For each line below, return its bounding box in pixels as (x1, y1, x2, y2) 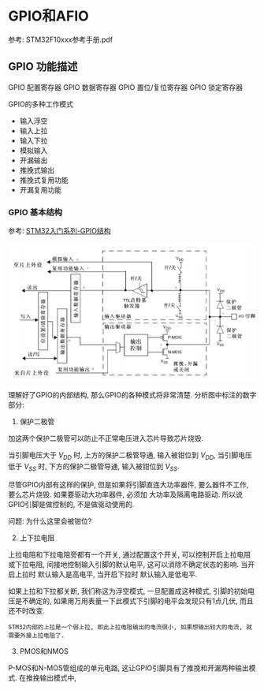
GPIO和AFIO (8, 7, 89, 25)
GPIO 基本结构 (8, 207, 63, 218)
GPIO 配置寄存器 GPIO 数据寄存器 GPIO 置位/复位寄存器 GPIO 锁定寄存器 (8, 82, 244, 91)
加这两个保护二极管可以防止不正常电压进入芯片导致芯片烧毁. (8, 434, 204, 443)
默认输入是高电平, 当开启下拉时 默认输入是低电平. (37, 569, 198, 579)
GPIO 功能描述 (8, 60, 78, 73)
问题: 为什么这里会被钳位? (8, 516, 92, 525)
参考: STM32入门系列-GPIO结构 (8, 226, 112, 236)
